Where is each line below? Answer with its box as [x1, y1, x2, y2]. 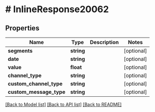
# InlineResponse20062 [5, 4, 109, 15]
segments [8, 47, 33, 54]
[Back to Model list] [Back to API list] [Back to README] [5, 101, 122, 107]
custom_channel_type [8, 80, 63, 87]
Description [89, 39, 119, 46]
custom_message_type [8, 89, 66, 95]
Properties [5, 24, 40, 32]
